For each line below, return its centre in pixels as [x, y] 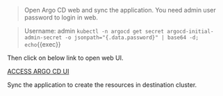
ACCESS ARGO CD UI [38, 71]
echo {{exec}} [42, 44]
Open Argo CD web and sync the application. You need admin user [120, 10]
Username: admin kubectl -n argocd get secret [94, 31]
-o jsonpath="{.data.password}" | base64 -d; [132, 38]
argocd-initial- [190, 31]
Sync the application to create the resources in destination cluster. [102, 85]
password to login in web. [61, 17]
